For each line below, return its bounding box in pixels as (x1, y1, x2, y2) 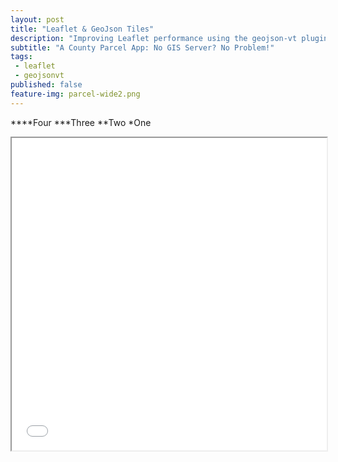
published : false (10, 80, 83, 90)
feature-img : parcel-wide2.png (10, 89, 141, 99)
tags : (10, 52, 33, 62)
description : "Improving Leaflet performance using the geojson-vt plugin (10, 33, 329, 43)
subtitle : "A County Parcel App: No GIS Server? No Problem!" (10, 42, 275, 53)
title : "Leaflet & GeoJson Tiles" (10, 24, 155, 34)
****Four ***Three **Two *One (10, 116, 152, 128)
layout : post (10, 14, 65, 25)
